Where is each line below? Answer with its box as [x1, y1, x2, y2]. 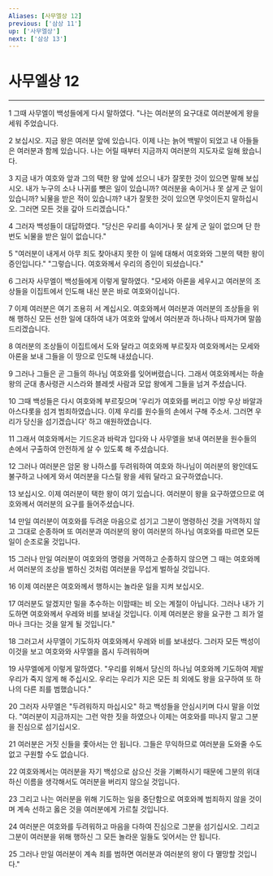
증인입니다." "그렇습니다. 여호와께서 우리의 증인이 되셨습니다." [8, 259, 204, 269]
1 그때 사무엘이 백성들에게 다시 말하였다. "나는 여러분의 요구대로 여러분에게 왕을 [8, 108, 260, 118]
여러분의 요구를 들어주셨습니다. [36, 499, 135, 509]
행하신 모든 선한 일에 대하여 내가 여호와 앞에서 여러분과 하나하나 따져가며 [16, 314, 247, 324]
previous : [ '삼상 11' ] [8, 20, 82, 28]
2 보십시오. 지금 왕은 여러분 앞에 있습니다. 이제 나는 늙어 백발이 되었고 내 [8, 136, 238, 146]
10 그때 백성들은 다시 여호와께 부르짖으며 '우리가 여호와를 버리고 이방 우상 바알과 [8, 396, 262, 406]
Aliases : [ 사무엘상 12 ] [8, 11, 83, 20]
